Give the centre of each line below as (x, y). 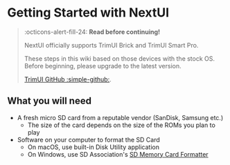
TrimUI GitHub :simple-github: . (68, 79)
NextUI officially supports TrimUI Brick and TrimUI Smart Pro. (111, 45)
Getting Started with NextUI (88, 13)
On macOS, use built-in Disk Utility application (93, 147)
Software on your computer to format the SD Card (89, 139)
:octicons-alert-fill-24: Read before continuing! (92, 32)
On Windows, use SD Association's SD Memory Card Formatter (118, 154)
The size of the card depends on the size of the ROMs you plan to (122, 125)
